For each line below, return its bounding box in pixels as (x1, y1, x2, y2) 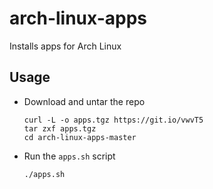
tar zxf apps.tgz (23, 123, 97, 134)
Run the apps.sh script (23, 150, 116, 162)
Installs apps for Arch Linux (9, 40, 122, 52)
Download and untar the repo (23, 95, 146, 107)
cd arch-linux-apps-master (23, 132, 137, 142)
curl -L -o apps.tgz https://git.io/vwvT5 (23, 115, 204, 125)
